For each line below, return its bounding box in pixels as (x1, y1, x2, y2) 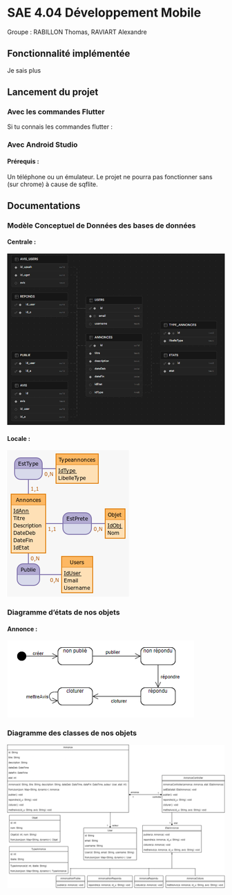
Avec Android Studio (7, 140, 78, 150)
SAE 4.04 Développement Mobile (7, 5, 202, 21)
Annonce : (7, 624, 38, 633)
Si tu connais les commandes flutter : (7, 123, 113, 131)
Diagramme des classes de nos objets (7, 728, 137, 738)
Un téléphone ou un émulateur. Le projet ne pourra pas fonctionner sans (7, 172, 213, 181)
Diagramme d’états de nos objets (7, 608, 120, 617)
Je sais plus (7, 66, 41, 74)
